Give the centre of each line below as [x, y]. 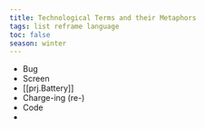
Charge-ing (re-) [54, 98]
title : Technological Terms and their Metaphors [103, 18]
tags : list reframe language [64, 26]
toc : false [30, 35]
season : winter [38, 43]
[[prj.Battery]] [48, 88]
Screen [36, 79]
